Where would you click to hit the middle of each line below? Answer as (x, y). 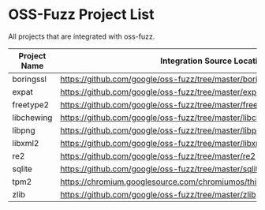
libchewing (32, 118)
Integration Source (196, 61)
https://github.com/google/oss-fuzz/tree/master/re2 (158, 156)
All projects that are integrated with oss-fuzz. (82, 36)
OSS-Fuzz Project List (81, 15)
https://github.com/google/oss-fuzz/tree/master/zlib (158, 194)
